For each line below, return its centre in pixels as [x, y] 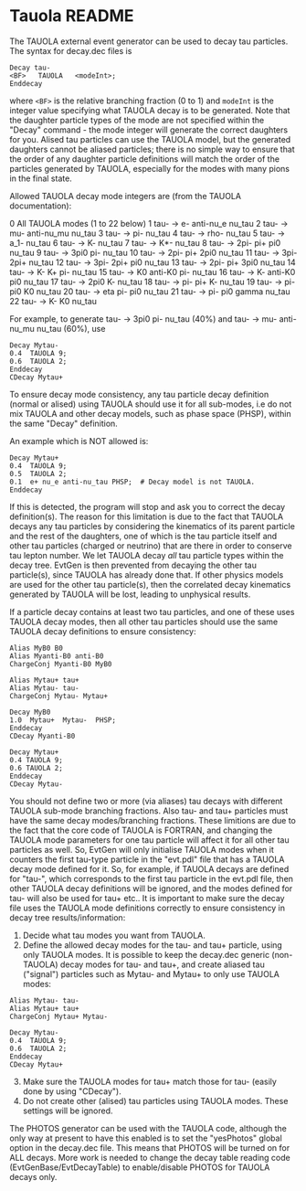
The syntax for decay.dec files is [71, 50]
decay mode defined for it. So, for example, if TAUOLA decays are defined [149, 868]
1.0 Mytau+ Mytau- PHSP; [63, 720]
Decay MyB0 [30, 712]
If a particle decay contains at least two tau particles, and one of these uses [152, 611]
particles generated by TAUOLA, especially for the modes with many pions [150, 168]
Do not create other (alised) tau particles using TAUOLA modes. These [155, 1101]
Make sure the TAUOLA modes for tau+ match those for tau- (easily [149, 1081]
